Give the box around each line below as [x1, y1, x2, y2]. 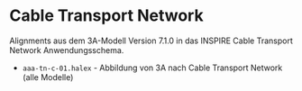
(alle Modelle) [22, 71, 74, 82]
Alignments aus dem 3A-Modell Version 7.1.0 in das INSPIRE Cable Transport [9, 35, 293, 46]
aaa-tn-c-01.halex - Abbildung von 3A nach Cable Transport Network [22, 62, 283, 73]
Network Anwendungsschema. [9, 44, 124, 55]
